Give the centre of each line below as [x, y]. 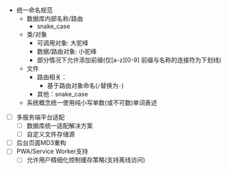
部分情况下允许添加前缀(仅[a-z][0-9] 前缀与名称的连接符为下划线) [129, 60]
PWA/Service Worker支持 [52, 152]
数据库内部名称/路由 [55, 18]
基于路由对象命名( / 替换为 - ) [85, 85]
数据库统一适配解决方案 [60, 126]
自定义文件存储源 [51, 134]
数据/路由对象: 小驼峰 [67, 51]
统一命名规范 [34, 10]
